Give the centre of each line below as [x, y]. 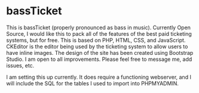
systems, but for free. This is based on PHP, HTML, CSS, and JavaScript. [96, 40]
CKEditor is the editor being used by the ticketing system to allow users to [97, 46]
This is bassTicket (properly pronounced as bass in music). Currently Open [99, 27]
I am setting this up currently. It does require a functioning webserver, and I [99, 77]
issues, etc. [20, 65]
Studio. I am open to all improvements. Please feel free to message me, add [99, 59]
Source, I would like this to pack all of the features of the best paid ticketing [99, 33]
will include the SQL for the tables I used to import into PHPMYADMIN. [93, 83]
